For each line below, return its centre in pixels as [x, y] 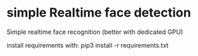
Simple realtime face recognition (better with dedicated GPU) [95, 32]
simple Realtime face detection [99, 13]
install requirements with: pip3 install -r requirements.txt [88, 45]
